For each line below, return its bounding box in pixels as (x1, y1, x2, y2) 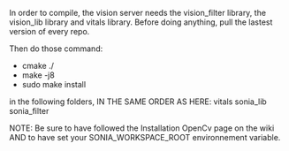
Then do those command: (9, 43, 103, 54)
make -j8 (21, 70, 55, 80)
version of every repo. (9, 26, 90, 36)
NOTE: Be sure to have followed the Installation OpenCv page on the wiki (9, 123, 275, 133)
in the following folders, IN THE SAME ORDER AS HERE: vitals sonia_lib (9, 96, 267, 107)
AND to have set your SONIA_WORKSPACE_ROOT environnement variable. (9, 132, 281, 142)
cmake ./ (21, 61, 55, 71)
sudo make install (21, 79, 87, 89)
